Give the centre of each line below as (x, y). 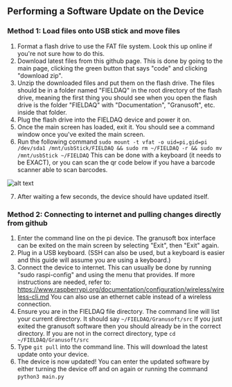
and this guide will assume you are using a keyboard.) (94, 260)
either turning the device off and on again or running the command (112, 368)
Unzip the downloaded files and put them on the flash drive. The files (116, 83)
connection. (34, 304)
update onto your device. (53, 354)
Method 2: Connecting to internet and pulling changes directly (114, 214)
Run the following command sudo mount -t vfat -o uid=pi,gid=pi (112, 142)
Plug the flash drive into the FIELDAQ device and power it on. (104, 120)
